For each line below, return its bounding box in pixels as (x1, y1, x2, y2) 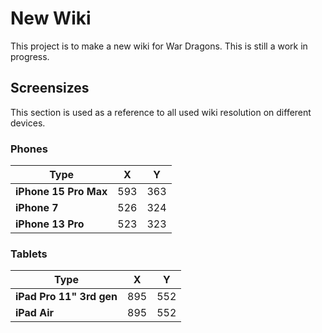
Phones (10, 142, 48, 156)
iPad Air (15, 306, 55, 320)
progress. (10, 50, 50, 62)
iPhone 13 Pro (15, 217, 85, 231)
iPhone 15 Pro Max (15, 185, 108, 199)
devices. (10, 117, 46, 129)
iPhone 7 (15, 201, 59, 215)
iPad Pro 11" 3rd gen (15, 290, 118, 304)
